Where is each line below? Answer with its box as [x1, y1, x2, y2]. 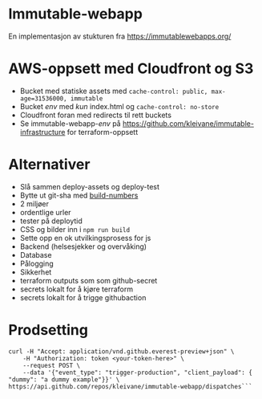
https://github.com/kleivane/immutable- [123, 118, 255, 128]
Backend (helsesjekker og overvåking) [19, 242, 147, 251]
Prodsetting [8, 321, 88, 339]
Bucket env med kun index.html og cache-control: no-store [19, 101, 220, 111]
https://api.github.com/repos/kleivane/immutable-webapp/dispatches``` [8, 382, 252, 390]
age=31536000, [19, 94, 67, 103]
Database [19, 250, 52, 259]
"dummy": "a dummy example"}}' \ [8, 375, 120, 384]
